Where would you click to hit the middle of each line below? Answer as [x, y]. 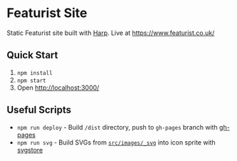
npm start [32, 80]
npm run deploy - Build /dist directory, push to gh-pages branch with [117, 127]
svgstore [30, 150]
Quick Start [32, 55]
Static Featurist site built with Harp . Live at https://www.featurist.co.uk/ [111, 33]
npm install [35, 73]
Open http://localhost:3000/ [58, 88]
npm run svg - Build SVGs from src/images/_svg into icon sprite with [116, 142]
